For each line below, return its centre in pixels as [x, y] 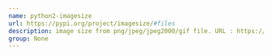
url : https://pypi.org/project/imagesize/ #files [92, 23]
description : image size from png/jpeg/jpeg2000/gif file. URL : [121, 31]
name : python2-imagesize [50, 16]
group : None [28, 38]
